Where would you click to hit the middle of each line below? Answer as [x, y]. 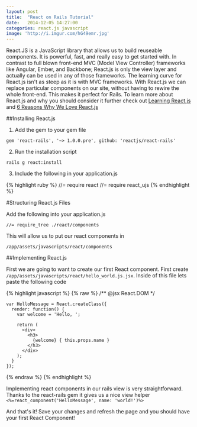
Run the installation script [46, 152]
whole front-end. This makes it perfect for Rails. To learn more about [90, 95]
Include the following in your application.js [66, 174]
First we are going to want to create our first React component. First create [97, 269]
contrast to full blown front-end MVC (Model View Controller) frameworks [96, 63]
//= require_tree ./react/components [53, 225]
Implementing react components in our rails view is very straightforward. [95, 389]
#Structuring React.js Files [38, 203]
